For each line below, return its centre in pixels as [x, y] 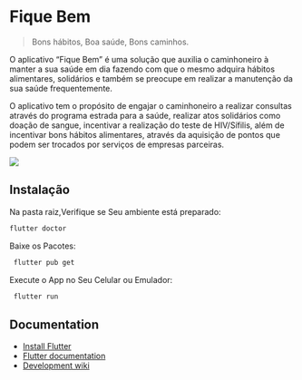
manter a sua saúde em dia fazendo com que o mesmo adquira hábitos [142, 69]
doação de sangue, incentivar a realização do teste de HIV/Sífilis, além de [147, 125]
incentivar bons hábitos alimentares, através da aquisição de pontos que [145, 134]
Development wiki [56, 365]
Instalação [40, 190]
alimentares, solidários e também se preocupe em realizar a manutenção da [151, 78]
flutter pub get [44, 262]
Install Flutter [47, 346]
